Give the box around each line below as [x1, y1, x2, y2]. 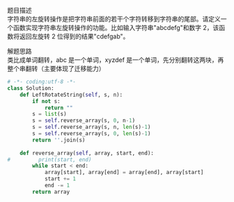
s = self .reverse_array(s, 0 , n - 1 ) [32, 117, 136, 124]
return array [32, 188, 70, 195]
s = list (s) [32, 111, 68, 118]
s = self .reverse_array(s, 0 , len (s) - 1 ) [32, 130, 151, 137]
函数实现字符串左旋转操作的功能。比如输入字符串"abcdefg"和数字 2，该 [13, 24, 219, 31]
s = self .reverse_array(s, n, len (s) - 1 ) [32, 124, 151, 131]
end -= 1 [44, 182, 70, 189]
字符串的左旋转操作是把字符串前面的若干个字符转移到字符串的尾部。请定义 [7, 15, 221, 23]
